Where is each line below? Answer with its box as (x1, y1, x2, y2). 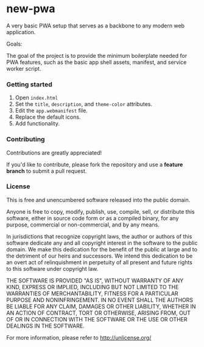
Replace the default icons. (15, 113, 81, 121)
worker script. (6, 65, 41, 72)
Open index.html (15, 94, 58, 102)
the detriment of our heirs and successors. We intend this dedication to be (6, 252, 193, 259)
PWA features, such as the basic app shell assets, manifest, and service (6, 58, 187, 66)
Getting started (6, 80, 53, 88)
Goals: (6, 40, 23, 47)
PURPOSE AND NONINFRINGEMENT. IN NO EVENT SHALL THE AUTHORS (6, 296, 194, 303)
